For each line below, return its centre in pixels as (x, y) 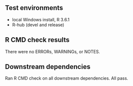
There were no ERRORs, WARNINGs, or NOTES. (53, 51)
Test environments (34, 8)
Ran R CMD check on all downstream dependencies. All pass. (67, 78)
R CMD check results (37, 40)
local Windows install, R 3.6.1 (41, 19)
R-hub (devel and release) (38, 25)
